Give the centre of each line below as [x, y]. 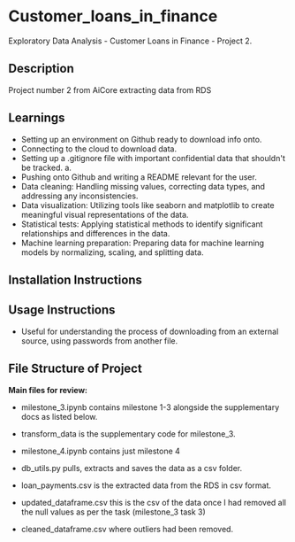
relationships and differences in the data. [95, 233]
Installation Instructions [76, 279]
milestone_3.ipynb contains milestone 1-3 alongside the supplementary [150, 407]
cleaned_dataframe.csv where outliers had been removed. [127, 529]
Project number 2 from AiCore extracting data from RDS [110, 89]
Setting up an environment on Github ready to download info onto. [141, 139]
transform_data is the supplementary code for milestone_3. [128, 434]
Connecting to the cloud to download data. [99, 149]
